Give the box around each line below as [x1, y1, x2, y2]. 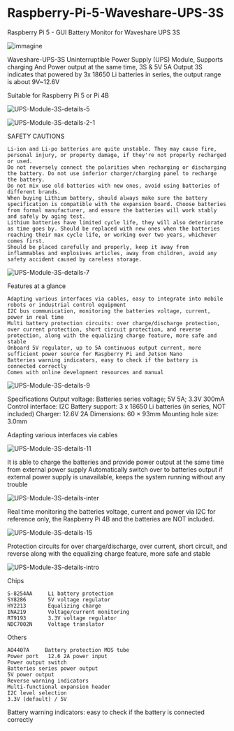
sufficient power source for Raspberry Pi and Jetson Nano [7, 350, 183, 357]
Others [7, 633, 27, 641]
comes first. [7, 237, 45, 245]
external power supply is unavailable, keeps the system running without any [7, 472, 226, 481]
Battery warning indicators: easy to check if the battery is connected [7, 708, 205, 716]
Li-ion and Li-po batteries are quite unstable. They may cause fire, [7, 145, 217, 152]
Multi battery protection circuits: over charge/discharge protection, [7, 320, 220, 327]
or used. [7, 158, 33, 165]
